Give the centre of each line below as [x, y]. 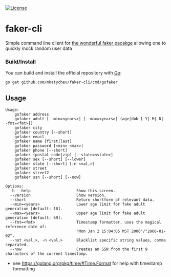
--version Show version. [58, 195]
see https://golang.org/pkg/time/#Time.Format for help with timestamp [87, 263]
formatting [24, 269]
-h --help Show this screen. [63, 191]
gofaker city [28, 128]
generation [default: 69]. [34, 218]
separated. [17, 245]
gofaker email [29, 137]
